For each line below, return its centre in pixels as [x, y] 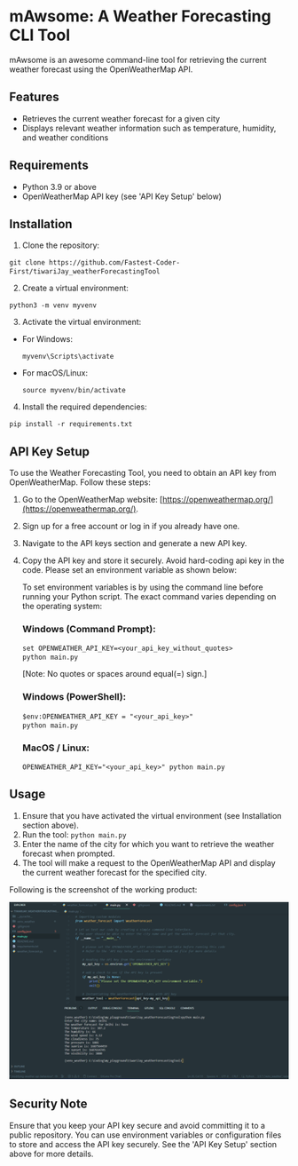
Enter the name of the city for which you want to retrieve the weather [148, 844]
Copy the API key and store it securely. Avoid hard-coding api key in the [153, 560]
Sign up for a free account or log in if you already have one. [131, 527]
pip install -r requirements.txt [71, 424]
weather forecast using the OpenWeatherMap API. [101, 69]
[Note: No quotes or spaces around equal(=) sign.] [114, 674]
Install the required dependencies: [85, 407]
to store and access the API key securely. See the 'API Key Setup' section [143, 1144]
